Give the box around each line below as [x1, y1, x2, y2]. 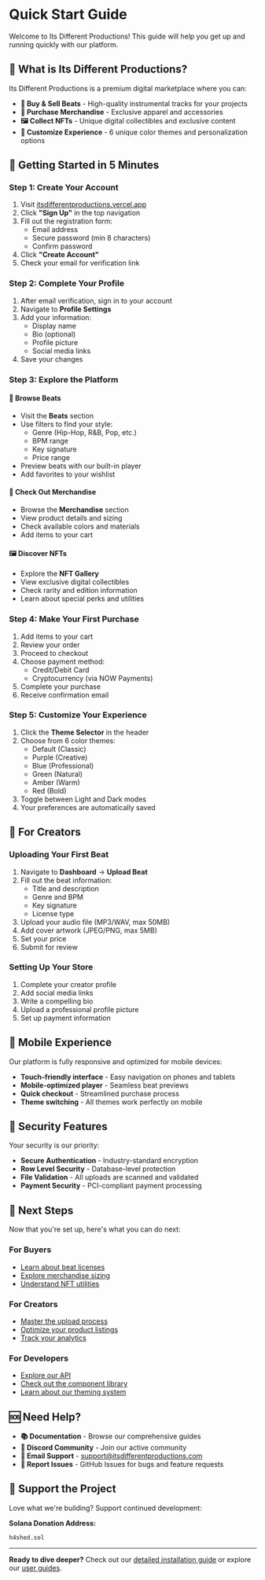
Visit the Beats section [20, 411, 94, 420]
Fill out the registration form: [20, 216, 113, 226]
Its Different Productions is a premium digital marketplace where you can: [9, 83, 247, 93]
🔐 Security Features [9, 1120, 109, 1133]
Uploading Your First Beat [9, 849, 109, 860]
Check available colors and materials [20, 521, 140, 532]
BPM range [31, 436, 69, 445]
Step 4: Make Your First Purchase [9, 613, 140, 624]
